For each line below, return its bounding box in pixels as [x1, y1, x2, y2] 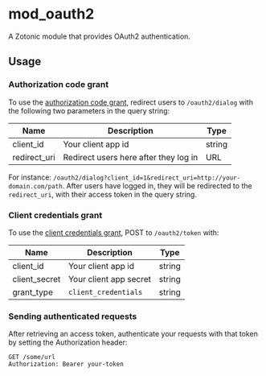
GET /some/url [8, 353, 56, 362]
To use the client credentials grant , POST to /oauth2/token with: [8, 227, 219, 238]
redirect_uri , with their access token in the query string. [8, 189, 197, 199]
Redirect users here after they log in [63, 151, 198, 163]
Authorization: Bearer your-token [8, 360, 125, 369]
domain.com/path [8, 182, 63, 190]
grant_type [12, 287, 54, 298]
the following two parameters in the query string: [8, 105, 170, 115]
